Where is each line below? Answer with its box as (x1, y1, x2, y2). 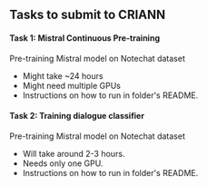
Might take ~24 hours (22, 70, 103, 81)
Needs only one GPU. (22, 158, 103, 169)
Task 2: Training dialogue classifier (9, 111, 145, 122)
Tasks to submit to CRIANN (9, 7, 166, 23)
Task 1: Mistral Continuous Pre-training (9, 32, 161, 44)
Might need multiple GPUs (22, 80, 121, 91)
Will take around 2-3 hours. (22, 148, 125, 159)
